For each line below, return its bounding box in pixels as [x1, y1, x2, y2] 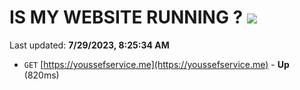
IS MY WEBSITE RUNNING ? [9, 6, 244, 29]
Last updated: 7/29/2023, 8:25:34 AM [9, 39, 170, 51]
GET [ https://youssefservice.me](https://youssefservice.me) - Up [23, 58, 290, 70]
